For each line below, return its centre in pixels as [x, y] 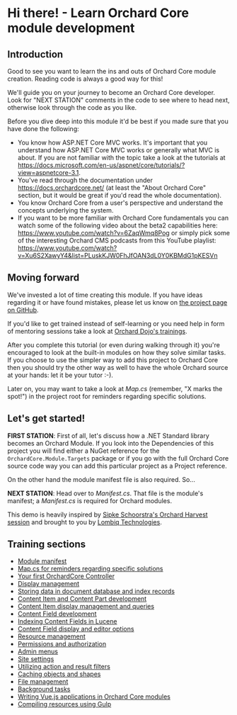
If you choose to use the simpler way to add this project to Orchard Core [112, 360]
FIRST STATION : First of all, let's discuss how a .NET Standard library [109, 435]
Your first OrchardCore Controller [66, 576]
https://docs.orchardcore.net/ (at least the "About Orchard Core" [112, 188]
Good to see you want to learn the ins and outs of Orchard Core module [112, 71]
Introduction [35, 54]
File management [43, 682]
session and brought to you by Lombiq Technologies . [85, 522]
